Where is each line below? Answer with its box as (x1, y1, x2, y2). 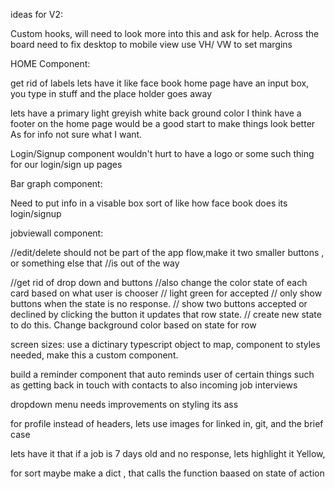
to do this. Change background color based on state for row (10, 319, 257, 331)
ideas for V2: (10, 9, 64, 20)
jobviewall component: (10, 227, 104, 239)
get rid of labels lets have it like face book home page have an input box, (10, 77, 310, 89)
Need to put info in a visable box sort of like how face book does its (10, 197, 288, 209)
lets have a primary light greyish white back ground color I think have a (10, 107, 302, 119)
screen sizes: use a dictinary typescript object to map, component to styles (10, 339, 321, 350)
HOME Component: (10, 58, 91, 69)
